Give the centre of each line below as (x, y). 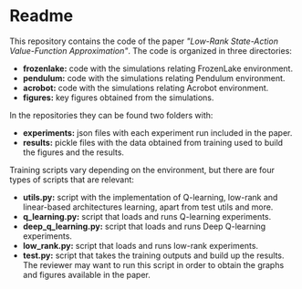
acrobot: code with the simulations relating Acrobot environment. (146, 88)
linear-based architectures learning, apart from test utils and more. (148, 207)
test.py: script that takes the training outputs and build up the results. (153, 255)
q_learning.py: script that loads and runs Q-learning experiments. (147, 216)
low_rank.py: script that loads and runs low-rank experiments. (140, 245)
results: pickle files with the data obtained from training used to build (153, 142)
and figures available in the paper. (86, 274)
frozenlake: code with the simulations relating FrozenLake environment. (158, 68)
